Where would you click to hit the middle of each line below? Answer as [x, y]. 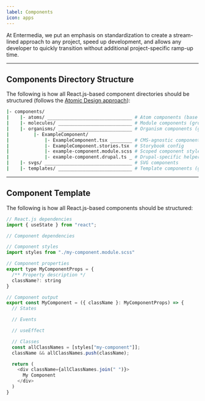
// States [24, 309]
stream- [183, 35]
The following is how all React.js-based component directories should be [98, 94]
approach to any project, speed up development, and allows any [101, 42]
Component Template [49, 193]
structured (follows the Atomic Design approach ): [68, 101]
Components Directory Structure [70, 79]
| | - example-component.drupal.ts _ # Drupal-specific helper [103, 157]
